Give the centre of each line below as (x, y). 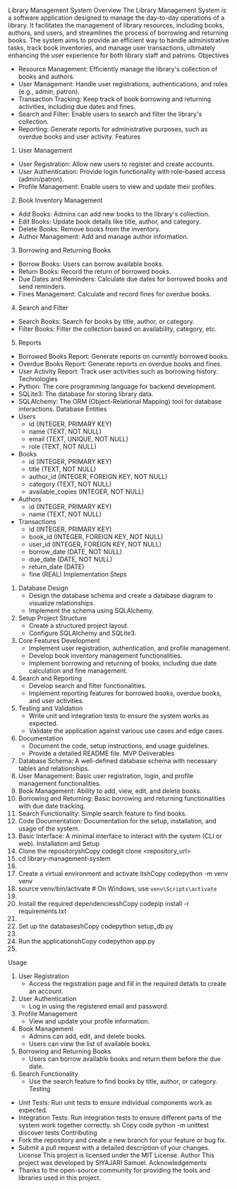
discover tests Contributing (57, 1132)
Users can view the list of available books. (90, 1044)
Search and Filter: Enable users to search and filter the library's (110, 114)
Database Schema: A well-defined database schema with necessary (117, 761)
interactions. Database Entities (62, 409)
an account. (46, 991)
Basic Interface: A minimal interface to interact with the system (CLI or (120, 836)
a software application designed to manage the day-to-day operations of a (116, 18)
